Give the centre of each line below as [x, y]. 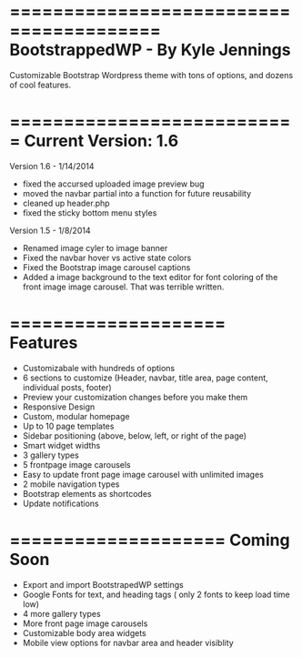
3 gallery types [50, 455]
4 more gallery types [62, 613]
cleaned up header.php [66, 203]
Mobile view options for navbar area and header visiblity [128, 642]
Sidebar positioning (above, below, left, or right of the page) [135, 435]
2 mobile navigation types [71, 484]
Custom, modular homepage [76, 416]
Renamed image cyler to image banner [95, 248]
